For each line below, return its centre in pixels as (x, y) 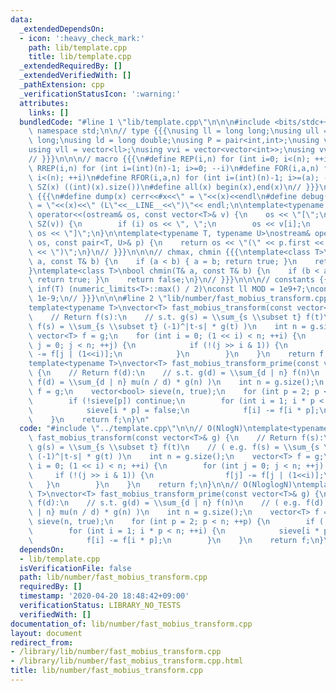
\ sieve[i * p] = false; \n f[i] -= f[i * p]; (174, 410)
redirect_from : (42, 642)
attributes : (44, 103)
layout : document (46, 633)
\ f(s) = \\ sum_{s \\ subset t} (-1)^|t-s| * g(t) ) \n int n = (167, 326)
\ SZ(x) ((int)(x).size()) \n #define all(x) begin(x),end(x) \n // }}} (174, 187)
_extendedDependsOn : (62, 29)
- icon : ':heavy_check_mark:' (82, 38)
